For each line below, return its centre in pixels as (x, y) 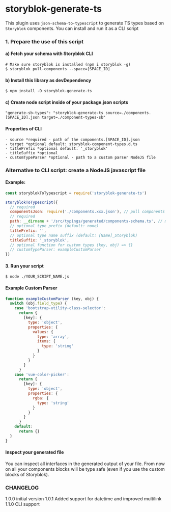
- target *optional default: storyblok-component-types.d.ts (72, 144)
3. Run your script (25, 266)
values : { (43, 332)
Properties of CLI (24, 129)
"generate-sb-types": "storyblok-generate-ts (54, 113)
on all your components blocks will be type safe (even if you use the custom (85, 469)
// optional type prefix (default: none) (54, 226)
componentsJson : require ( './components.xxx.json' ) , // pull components (88, 212)
